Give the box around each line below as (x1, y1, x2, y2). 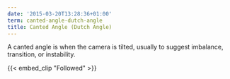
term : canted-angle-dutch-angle (7, 17, 103, 24)
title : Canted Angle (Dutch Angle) (7, 23, 113, 30)
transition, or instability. (7, 50, 76, 59)
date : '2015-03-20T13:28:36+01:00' (7, 10, 113, 18)
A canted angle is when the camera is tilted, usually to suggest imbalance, (7, 43, 224, 51)
